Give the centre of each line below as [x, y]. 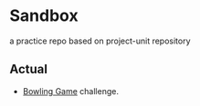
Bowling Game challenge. [70, 91]
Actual [29, 69]
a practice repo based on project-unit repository [100, 41]
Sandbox [44, 16]
